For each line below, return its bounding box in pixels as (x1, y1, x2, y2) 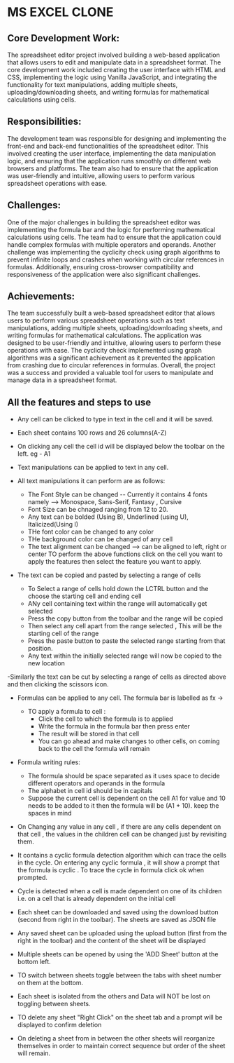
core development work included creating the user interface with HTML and (7, 66, 226, 74)
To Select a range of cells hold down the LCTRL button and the (27, 585, 209, 593)
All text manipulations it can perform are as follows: (17, 477, 166, 485)
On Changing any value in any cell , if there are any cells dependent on (17, 822, 221, 831)
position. (27, 644, 54, 653)
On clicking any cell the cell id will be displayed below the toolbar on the (17, 442, 225, 451)
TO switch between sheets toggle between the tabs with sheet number (17, 971, 222, 980)
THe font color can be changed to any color (27, 527, 154, 536)
